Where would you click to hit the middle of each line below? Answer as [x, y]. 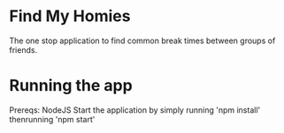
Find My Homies [70, 16]
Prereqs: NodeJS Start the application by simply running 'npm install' [135, 110]
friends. [23, 49]
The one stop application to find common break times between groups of [142, 41]
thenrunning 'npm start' [52, 119]
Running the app [71, 86]
